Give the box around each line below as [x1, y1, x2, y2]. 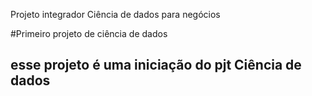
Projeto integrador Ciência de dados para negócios [10, 9, 221, 20]
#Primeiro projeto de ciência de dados [10, 28, 168, 39]
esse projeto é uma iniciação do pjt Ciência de [10, 57, 302, 74]
